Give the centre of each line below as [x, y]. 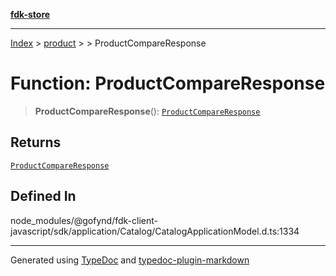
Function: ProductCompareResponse [168, 83]
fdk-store [30, 14]
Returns [36, 142]
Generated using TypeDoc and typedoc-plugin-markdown [130, 260]
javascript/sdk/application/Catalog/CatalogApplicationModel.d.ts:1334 [155, 231]
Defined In [43, 196]
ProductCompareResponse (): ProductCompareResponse [147, 111]
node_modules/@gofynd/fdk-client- [84, 220]
